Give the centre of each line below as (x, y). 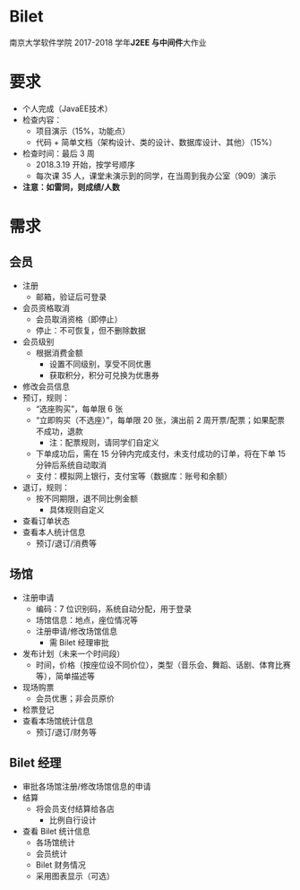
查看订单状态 (46, 521)
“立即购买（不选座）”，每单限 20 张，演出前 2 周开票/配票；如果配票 (160, 419)
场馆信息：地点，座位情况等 (87, 619)
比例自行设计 (73, 820)
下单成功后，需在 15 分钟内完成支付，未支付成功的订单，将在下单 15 (161, 454)
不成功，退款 (59, 431)
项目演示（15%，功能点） (83, 131)
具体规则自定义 (77, 509)
